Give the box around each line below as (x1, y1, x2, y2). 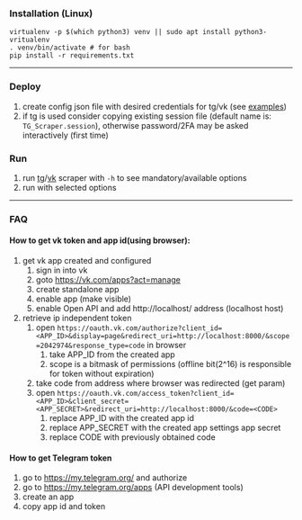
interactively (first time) (22, 130, 110, 140)
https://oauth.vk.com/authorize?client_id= (57, 324, 223, 333)
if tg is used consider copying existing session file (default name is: (22, 111, 272, 121)
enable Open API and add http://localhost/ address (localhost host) (35, 303, 284, 314)
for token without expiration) (49, 368, 155, 380)
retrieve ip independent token (22, 313, 132, 324)
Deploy (9, 80, 41, 93)
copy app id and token (22, 501, 106, 512)
